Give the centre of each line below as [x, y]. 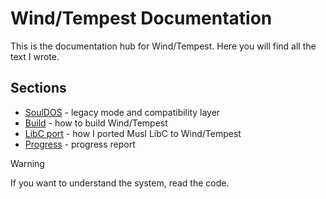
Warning [27, 163]
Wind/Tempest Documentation [141, 18]
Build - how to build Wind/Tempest [96, 123]
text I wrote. [35, 56]
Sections [38, 88]
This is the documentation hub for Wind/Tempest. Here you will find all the [163, 46]
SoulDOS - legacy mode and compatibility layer [122, 112]
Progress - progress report [80, 144]
